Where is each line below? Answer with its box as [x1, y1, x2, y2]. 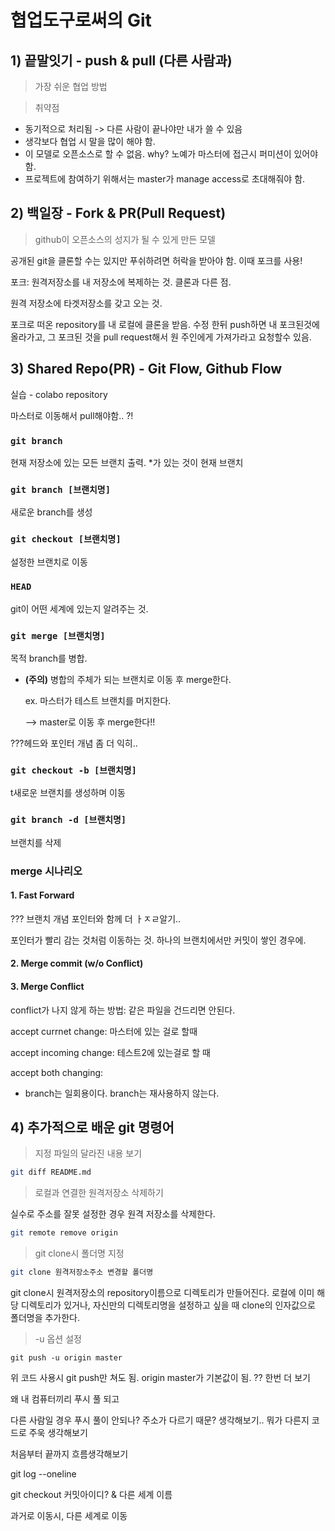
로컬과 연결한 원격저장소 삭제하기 [34, 1187, 164, 1199]
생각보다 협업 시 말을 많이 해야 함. [24, 136, 156, 147]
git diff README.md [10, 1167, 92, 1178]
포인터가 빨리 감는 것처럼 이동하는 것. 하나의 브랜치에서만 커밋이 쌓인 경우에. [10, 934, 307, 946]
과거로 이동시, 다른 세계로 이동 [10, 1510, 128, 1522]
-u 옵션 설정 [34, 1333, 82, 1345]
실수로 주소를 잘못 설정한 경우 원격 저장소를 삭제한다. [10, 1208, 216, 1220]
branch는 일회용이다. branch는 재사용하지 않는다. [24, 1087, 220, 1099]
